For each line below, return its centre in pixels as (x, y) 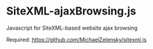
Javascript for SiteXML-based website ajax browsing (72, 28)
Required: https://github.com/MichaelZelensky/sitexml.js (76, 39)
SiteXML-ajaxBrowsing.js (71, 11)
